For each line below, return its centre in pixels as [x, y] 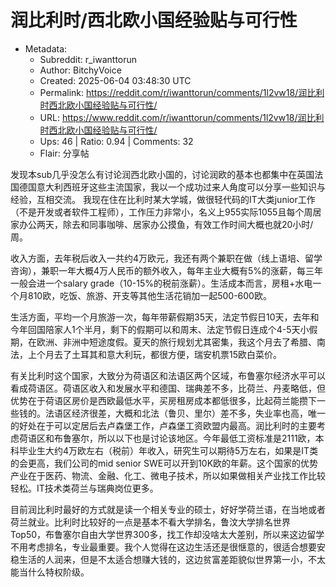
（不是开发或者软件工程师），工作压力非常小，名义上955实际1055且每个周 [161, 212]
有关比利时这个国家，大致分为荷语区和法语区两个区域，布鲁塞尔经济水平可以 [168, 375]
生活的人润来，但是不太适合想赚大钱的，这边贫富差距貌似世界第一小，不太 [172, 559]
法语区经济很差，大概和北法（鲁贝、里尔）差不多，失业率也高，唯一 [185, 413]
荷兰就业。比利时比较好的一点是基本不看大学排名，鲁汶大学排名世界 [150, 522]
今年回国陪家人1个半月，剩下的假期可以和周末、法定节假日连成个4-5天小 [160, 329]
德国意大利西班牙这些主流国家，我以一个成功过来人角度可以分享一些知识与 [172, 187]
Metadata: [46, 48]
